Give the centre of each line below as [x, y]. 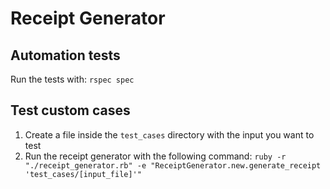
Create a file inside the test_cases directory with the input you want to [169, 134]
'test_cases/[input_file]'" [83, 174]
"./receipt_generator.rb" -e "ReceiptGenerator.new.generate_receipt [173, 165]
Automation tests [65, 55]
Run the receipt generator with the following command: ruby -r [155, 156]
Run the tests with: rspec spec [72, 79]
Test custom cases [70, 110]
